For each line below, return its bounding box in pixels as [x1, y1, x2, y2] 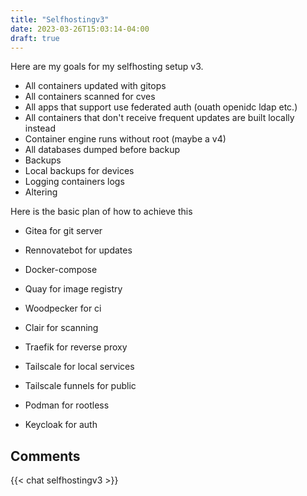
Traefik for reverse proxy [24, 341, 128, 353]
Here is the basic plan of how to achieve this [10, 206, 193, 218]
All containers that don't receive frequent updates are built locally [24, 112, 295, 124]
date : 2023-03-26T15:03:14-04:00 [10, 24, 150, 34]
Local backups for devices [24, 165, 135, 177]
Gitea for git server [24, 225, 103, 237]
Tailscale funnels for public [24, 380, 137, 392]
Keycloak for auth [24, 419, 98, 431]
